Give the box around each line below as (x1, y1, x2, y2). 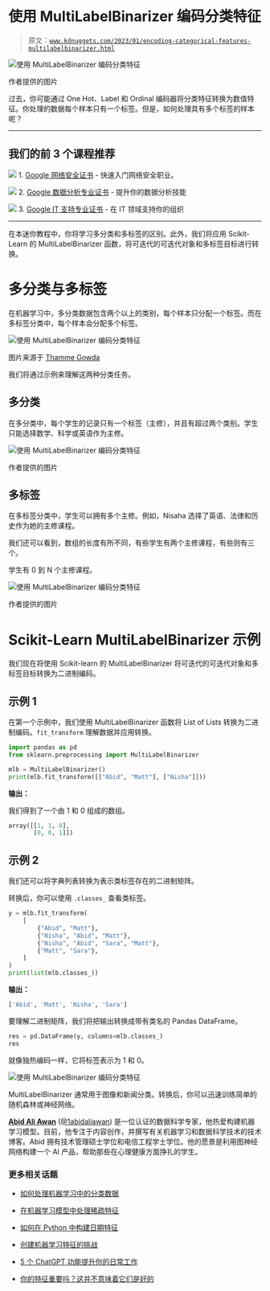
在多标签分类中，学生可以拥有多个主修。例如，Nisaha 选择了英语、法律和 (8, 511, 252, 521)
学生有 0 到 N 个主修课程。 (8, 565, 97, 575)
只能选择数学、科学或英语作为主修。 (8, 428, 129, 438)
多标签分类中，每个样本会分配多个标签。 (8, 318, 142, 328)
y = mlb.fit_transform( (8, 909, 88, 917)
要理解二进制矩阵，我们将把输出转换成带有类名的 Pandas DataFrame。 (8, 1016, 243, 1026)
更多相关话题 (8, 1169, 59, 1180)
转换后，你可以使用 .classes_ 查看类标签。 (8, 893, 151, 903)
